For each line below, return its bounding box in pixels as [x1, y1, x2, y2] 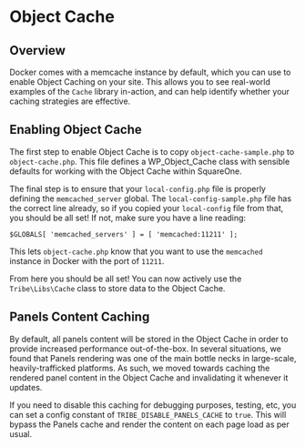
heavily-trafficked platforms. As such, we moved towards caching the [9, 362, 270, 373]
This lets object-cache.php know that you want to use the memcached [9, 246, 263, 257]
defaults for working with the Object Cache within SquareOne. [9, 166, 243, 177]
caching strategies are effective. [9, 96, 131, 107]
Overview [9, 43, 66, 58]
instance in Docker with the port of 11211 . [9, 255, 165, 266]
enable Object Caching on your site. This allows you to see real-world [9, 76, 271, 87]
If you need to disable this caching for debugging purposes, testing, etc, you [9, 399, 297, 411]
